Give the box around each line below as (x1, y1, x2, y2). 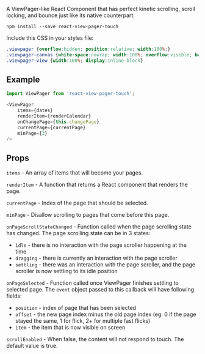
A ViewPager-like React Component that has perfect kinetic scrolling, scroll (6, 6, 195, 12)
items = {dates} (17, 107, 53, 114)
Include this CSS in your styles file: (6, 34, 94, 42)
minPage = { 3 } (17, 130, 48, 137)
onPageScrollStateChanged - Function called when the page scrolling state (6, 223, 192, 230)
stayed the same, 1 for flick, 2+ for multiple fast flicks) (15, 317, 151, 325)
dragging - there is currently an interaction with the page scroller (15, 254, 178, 262)
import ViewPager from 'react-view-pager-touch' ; (6, 91, 135, 97)
